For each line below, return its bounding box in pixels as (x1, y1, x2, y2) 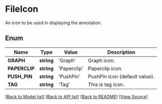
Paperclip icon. (88, 65, 123, 72)
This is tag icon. (88, 81, 125, 88)
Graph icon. (88, 57, 115, 64)
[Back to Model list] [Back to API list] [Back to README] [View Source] (5, 94, 148, 100)
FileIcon (5, 3, 38, 15)
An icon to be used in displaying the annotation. (5, 20, 102, 26)
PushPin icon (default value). (88, 73, 155, 80)
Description (107, 48, 135, 55)
